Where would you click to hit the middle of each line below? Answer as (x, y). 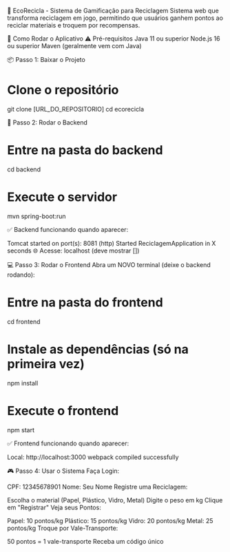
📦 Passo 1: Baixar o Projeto (46, 60)
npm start (21, 429)
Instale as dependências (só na (98, 349)
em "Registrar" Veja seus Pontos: (54, 507)
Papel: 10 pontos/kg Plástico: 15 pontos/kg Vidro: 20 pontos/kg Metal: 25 (110, 520)
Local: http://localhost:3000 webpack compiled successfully (93, 457)
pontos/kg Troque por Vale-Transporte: (63, 528)
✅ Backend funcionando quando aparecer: (68, 229)
